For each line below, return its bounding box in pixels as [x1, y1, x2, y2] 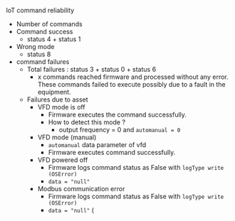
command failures [16, 58, 70, 66]
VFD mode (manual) [37, 133, 97, 141]
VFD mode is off [37, 103, 85, 111]
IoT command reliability [6, 6, 75, 14]
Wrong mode [16, 43, 55, 50]
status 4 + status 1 [26, 35, 81, 43]
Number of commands [16, 20, 83, 28]
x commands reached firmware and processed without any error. [37, 72, 229, 81]
